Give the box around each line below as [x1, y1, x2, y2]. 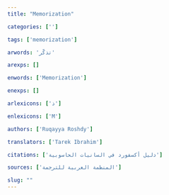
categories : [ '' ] [7, 23, 59, 30]
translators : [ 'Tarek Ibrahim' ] [7, 138, 103, 145]
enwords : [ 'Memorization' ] [7, 74, 87, 82]
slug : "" [7, 177, 33, 184]
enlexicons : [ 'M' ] [7, 113, 62, 120]
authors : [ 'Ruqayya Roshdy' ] [7, 126, 93, 133]
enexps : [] [7, 87, 40, 94]
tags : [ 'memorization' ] [7, 36, 78, 43]
